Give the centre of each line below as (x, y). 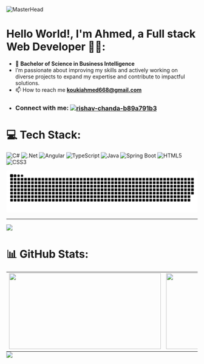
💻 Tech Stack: (44, 135)
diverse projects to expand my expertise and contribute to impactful (100, 77)
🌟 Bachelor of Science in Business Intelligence (75, 63)
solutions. (27, 83)
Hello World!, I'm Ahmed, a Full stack (101, 34)
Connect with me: (42, 108)
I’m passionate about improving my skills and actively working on (96, 70)
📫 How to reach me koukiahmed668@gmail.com (78, 90)
